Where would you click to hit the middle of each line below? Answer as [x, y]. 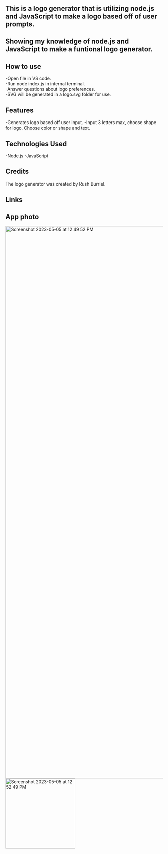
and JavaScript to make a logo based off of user [81, 16]
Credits [17, 172]
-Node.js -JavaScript [27, 156]
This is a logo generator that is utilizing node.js [80, 8]
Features [19, 110]
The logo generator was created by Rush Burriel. [55, 184]
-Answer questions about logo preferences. [50, 89]
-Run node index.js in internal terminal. [45, 84]
